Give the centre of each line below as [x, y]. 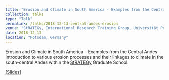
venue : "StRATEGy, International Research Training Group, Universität [82, 28]
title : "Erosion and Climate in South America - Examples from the [77, 10]
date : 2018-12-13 [23, 33]
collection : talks [24, 14]
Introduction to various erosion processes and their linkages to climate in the [84, 57]
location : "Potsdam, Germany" [37, 38]
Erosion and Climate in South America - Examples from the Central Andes [81, 52]
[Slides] [13, 72]
